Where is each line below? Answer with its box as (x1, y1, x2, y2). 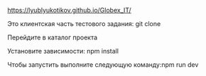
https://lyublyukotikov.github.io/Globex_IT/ (7, 6, 131, 14)
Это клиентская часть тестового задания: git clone (7, 20, 161, 27)
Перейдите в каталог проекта (7, 33, 98, 42)
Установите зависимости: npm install (7, 47, 119, 55)
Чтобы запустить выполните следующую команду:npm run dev (7, 61, 199, 69)
